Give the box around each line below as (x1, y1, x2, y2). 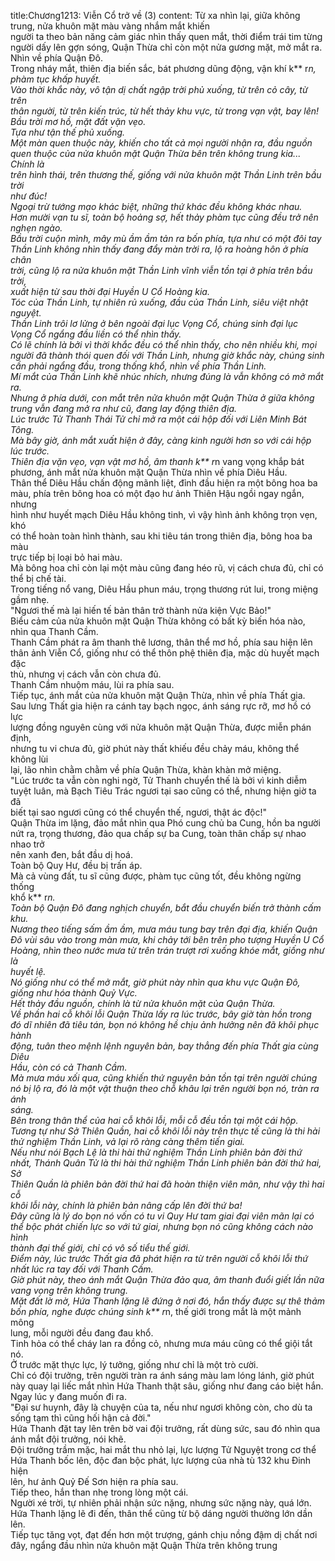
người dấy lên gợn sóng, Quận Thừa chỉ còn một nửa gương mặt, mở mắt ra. (10, 41, 323, 53)
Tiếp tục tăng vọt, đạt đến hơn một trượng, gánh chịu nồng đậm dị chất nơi (10, 1529, 318, 1540)
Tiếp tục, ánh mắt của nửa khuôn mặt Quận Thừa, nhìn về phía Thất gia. (10, 690, 306, 701)
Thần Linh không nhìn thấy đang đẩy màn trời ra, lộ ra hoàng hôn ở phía (10, 243, 309, 255)
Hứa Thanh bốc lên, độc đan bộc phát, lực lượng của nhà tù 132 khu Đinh (10, 1455, 312, 1466)
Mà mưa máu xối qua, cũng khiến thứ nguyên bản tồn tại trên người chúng (10, 1072, 318, 1084)
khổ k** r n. (10, 891, 56, 903)
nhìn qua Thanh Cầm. (10, 626, 99, 637)
